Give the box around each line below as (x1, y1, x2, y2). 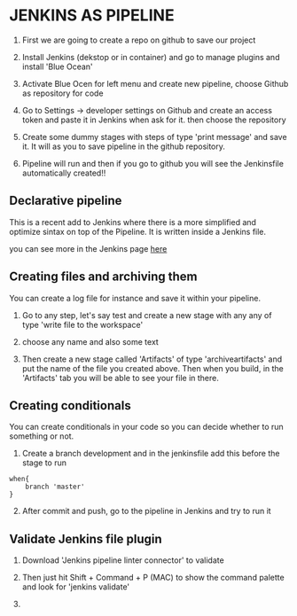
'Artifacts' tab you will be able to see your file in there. (21, 372, 220, 383)
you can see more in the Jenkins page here (9, 243, 168, 253)
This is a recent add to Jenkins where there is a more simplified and (9, 216, 257, 227)
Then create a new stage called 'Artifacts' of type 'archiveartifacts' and (21, 354, 283, 364)
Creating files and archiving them (9, 269, 198, 285)
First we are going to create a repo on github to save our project (21, 35, 256, 45)
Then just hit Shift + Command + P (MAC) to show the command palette (21, 573, 285, 583)
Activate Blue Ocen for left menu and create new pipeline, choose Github (21, 78, 289, 89)
